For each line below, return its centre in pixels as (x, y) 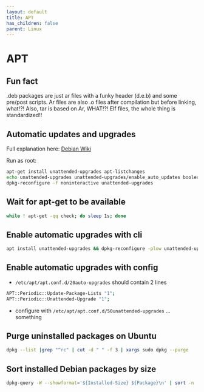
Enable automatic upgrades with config (82, 268)
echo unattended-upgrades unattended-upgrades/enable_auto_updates (93, 177)
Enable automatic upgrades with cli (74, 235)
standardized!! (24, 115)
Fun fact (22, 81)
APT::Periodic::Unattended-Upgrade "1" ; (58, 299)
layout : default (27, 12)
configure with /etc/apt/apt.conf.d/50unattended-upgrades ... (93, 311)
